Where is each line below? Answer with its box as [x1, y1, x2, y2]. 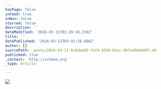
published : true [5, 52, 38, 57]
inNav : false [5, 16, 32, 21]
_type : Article [5, 61, 36, 66]
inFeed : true [5, 12, 32, 17]
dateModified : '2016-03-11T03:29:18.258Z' [5, 30, 93, 35]
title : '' [5, 35, 25, 39]
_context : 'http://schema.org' [5, 57, 69, 62]
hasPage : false [5, 7, 36, 12]
